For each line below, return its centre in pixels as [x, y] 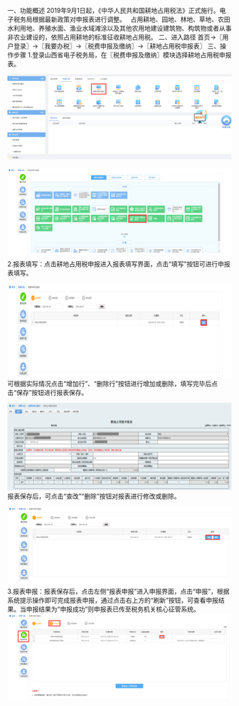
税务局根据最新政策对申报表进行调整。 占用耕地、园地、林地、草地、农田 [122, 19]
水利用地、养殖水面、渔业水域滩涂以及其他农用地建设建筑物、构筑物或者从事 [119, 28]
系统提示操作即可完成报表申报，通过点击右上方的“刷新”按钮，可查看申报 [113, 601]
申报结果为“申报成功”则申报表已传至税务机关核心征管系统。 [113, 609]
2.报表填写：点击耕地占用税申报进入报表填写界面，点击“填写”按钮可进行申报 [119, 264]
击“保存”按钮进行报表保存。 [48, 393]
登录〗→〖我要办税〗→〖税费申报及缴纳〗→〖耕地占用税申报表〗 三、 [117, 46]
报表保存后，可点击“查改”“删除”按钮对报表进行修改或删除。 [94, 496]
